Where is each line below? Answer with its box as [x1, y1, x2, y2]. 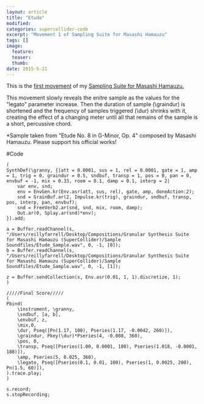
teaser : [12, 54, 32, 60]
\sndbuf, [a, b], [17, 312, 62, 318]
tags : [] [6, 37, 29, 43]
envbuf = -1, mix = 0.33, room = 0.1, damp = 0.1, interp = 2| [6, 178, 171, 184]
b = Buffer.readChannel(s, [6, 248, 75, 254]
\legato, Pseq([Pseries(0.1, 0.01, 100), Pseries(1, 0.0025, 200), [17, 359, 192, 366]
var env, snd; [17, 184, 53, 190]
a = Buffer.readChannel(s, [6, 226, 75, 233]
